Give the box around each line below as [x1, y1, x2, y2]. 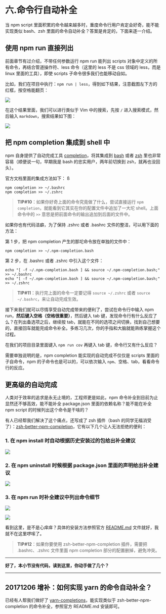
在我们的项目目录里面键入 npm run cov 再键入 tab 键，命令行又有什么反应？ [5, 342, 158, 348]
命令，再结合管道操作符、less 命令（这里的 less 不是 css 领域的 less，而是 [9, 64, 161, 70]
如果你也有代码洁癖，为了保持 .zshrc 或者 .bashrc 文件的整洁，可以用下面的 [5, 221, 159, 228]
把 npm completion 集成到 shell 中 [5, 138, 110, 147]
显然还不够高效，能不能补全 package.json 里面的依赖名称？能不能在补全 [5, 401, 152, 407]
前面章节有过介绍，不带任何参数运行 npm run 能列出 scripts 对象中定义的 [5, 58, 154, 64]
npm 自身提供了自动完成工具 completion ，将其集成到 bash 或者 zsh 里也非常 [5, 152, 161, 158]
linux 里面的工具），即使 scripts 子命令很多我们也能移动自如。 [5, 70, 130, 76]
